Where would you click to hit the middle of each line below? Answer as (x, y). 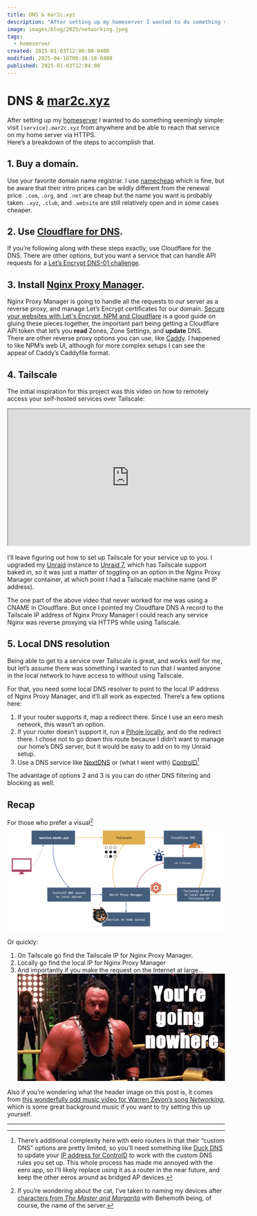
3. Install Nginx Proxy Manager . (76, 285)
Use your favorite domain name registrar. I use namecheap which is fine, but (116, 181)
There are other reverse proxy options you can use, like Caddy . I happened (114, 338)
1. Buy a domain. (43, 164)
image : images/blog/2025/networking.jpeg (68, 29)
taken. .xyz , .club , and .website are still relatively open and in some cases (113, 202)
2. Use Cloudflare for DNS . (65, 232)
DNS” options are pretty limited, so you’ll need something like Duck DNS (120, 1147)
